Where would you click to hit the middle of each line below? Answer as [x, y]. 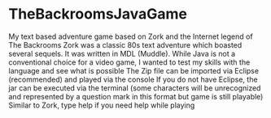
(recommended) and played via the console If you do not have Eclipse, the [133, 79]
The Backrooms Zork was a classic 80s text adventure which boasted [125, 44]
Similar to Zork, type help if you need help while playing [102, 105]
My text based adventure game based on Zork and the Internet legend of [131, 36]
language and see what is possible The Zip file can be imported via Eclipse [133, 70]
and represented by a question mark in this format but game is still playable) [136, 96]
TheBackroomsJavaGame [98, 14]
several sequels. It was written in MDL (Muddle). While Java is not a [122, 53]
